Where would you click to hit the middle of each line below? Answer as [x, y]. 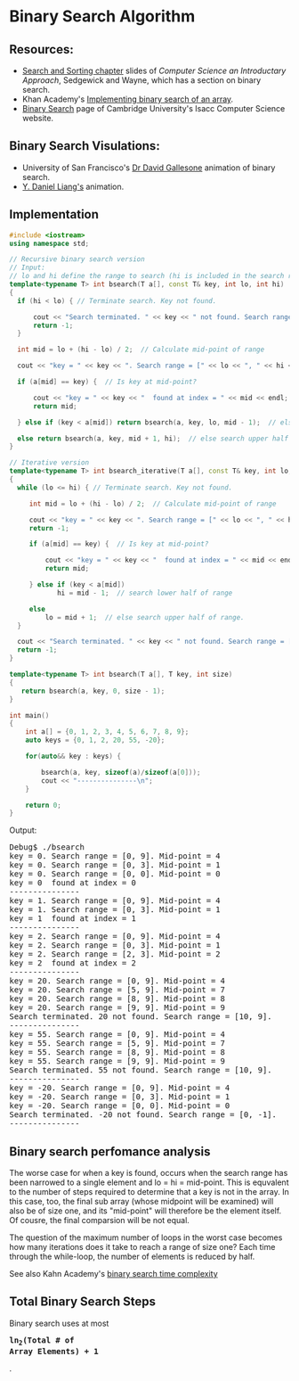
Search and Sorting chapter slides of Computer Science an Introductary [154, 70]
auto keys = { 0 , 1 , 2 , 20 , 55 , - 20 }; [95, 740]
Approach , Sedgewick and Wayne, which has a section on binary [141, 80]
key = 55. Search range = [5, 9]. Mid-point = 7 [117, 1044]
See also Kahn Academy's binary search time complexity [113, 1274]
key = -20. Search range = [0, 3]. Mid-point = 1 [120, 1097]
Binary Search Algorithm [102, 16]
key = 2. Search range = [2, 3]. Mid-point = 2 [115, 954]
